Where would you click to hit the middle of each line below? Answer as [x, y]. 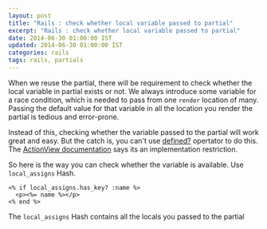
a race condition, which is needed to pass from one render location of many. [133, 100]
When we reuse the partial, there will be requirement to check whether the [130, 83]
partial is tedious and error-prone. [64, 116]
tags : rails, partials [46, 61]
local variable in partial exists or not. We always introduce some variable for [132, 91]
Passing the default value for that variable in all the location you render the [131, 108]
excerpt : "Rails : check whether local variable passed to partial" [124, 30]
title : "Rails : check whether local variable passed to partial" [121, 23]
